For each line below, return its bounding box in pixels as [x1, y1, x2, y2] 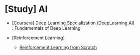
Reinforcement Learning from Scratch [19, 44, 97, 50]
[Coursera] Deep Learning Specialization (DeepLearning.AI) [11, 20, 135, 26]
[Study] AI [4, 3, 48, 15]
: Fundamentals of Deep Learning [11, 25, 81, 31]
